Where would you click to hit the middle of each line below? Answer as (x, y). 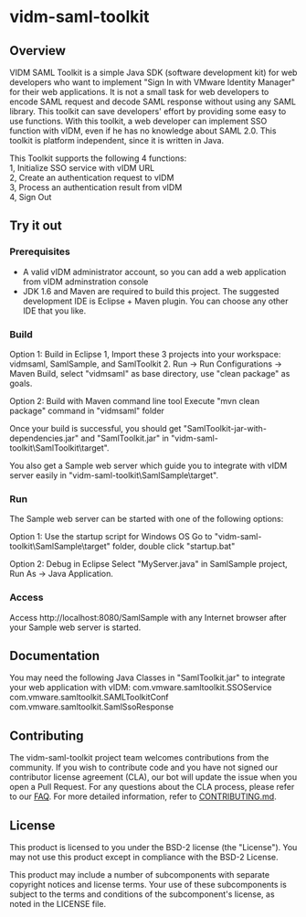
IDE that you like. (54, 310)
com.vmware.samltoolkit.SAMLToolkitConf (89, 698)
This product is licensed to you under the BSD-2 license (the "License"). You (153, 848)
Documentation (55, 656)
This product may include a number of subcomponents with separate (140, 875)
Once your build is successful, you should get (95, 428)
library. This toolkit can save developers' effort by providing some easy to (148, 111)
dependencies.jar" (44, 438)
